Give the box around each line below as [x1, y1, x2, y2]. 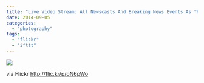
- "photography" [12, 25, 53, 32]
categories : [6, 20, 36, 26]
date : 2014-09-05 [6, 14, 50, 20]
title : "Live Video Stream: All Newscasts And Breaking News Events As [6, 8, 191, 15]
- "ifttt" [12, 43, 36, 49]
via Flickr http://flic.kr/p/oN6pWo [6, 70, 89, 77]
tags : [6, 31, 20, 37]
